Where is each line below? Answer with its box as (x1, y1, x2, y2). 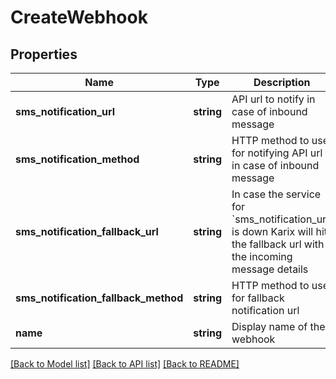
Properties (10, 46, 78, 63)
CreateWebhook (10, 6, 148, 29)
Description (253, 76, 311, 89)
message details (231, 262, 309, 276)
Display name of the (231, 320, 326, 333)
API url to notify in (231, 92, 316, 106)
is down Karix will (231, 225, 314, 238)
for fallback (231, 291, 285, 305)
